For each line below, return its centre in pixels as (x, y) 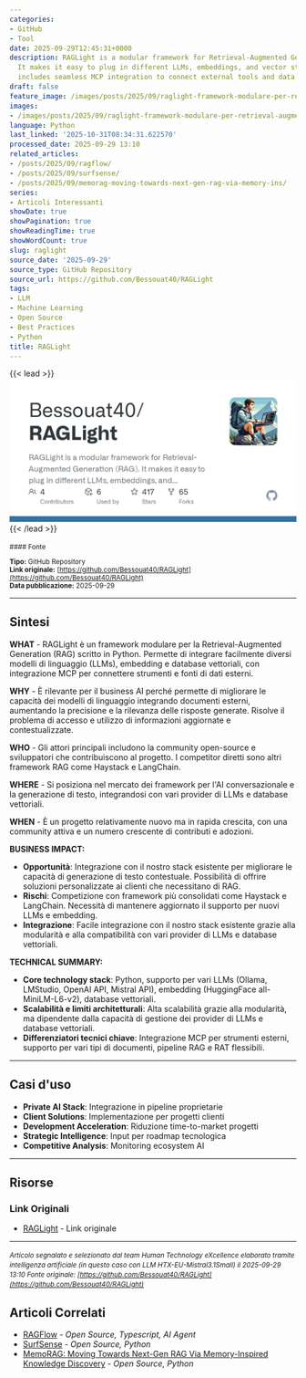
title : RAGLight (40, 347)
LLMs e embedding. (60, 915)
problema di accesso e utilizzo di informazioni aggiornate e (120, 720)
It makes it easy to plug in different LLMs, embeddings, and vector (152, 68)
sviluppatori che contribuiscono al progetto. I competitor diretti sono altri (146, 757)
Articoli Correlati (58, 1313)
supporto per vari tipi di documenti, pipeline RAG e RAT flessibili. (143, 1047)
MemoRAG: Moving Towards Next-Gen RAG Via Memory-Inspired (145, 1354)
